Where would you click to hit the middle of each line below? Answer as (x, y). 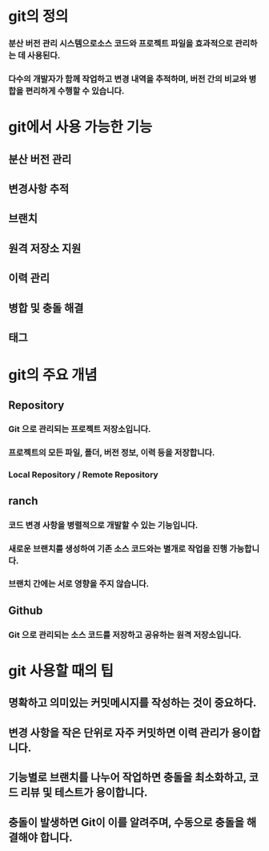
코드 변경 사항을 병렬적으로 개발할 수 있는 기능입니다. (103, 525)
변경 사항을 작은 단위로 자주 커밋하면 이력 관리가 (119, 733)
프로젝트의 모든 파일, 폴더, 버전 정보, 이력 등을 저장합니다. (112, 453)
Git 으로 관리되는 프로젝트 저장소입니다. (80, 430)
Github (26, 610)
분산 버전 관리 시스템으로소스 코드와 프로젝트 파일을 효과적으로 (121, 43)
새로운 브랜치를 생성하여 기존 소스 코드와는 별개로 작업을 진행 (118, 548)
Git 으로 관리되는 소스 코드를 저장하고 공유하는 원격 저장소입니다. (125, 635)
